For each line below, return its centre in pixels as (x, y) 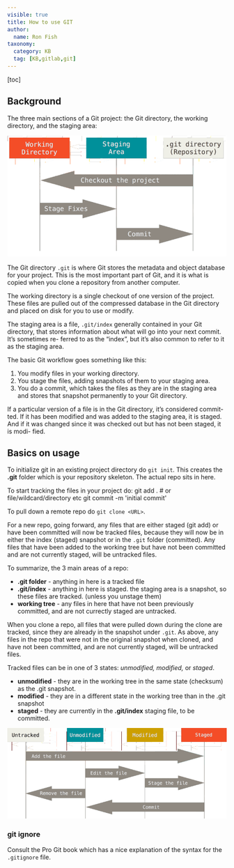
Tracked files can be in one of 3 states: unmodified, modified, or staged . (111, 668)
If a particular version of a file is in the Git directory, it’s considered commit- (116, 409)
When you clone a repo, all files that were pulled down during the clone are (115, 625)
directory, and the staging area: (52, 125)
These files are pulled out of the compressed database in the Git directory (113, 303)
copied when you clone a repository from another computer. (94, 282)
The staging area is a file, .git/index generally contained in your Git (105, 324)
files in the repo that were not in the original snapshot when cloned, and (110, 640)
